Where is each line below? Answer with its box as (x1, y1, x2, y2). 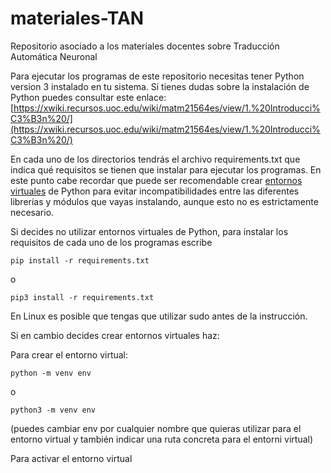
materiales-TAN (10, 7, 145, 30)
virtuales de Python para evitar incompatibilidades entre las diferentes (10, 185, 300, 197)
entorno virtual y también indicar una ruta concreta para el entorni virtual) (10, 433, 314, 445)
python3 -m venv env (10, 405, 97, 415)
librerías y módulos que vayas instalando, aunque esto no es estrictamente (10, 195, 319, 207)
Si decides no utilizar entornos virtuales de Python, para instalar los (10, 225, 289, 237)
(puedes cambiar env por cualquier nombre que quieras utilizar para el (10, 422, 302, 434)
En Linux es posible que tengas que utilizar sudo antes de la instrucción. (10, 310, 308, 322)
